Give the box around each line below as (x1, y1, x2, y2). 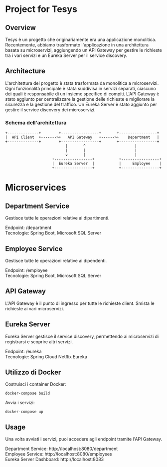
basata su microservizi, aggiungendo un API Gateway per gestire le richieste (5, 47, 162, 53)
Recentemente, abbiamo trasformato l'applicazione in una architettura (5, 42, 149, 48)
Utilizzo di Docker (5, 368, 61, 376)
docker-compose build (5, 391, 50, 396)
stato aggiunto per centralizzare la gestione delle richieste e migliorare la (5, 96, 155, 102)
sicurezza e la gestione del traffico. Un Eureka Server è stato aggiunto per (5, 101, 157, 107)
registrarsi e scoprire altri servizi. (5, 338, 73, 345)
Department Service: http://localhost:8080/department (5, 446, 118, 452)
